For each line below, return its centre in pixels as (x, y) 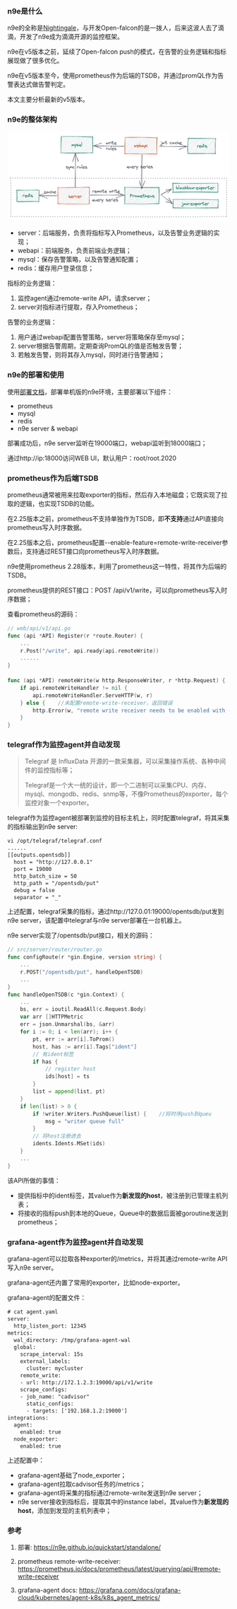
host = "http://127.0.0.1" (53, 862)
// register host (71, 1069)
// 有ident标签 (53, 1054)
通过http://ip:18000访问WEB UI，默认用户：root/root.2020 (92, 458)
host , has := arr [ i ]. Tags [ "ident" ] (85, 1047)
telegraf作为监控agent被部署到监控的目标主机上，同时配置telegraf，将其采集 (119, 818)
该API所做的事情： (34, 1180)
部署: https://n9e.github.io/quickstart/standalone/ (89, 1547)
